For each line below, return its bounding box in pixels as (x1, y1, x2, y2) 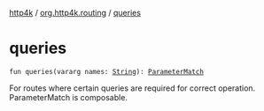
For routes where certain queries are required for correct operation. (9, 83, 256, 93)
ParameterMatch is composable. (9, 92, 128, 102)
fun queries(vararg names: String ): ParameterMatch (9, 67, 204, 76)
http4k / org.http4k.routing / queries (9, 8, 142, 18)
